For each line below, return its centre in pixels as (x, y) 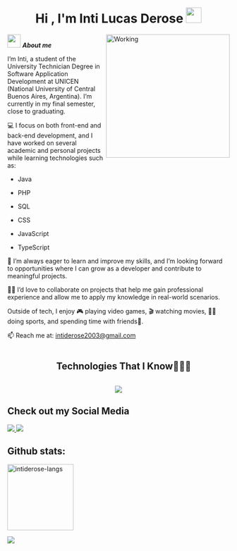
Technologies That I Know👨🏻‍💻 (124, 366)
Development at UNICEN (43, 81)
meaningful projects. (37, 275)
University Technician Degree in (54, 66)
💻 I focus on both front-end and (54, 125)
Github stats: (36, 451)
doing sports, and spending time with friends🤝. (75, 321)
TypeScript (34, 247)
